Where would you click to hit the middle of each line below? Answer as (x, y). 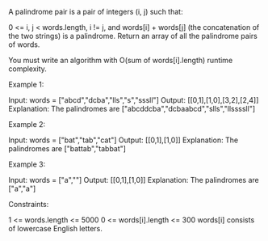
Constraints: (29, 204)
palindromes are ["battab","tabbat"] (67, 148)
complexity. (27, 69)
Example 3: (27, 164)
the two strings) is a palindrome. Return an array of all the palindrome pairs (133, 36)
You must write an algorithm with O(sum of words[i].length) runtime (121, 60)
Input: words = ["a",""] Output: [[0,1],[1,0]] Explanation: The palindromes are (134, 180)
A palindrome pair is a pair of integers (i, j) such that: (96, 12)
